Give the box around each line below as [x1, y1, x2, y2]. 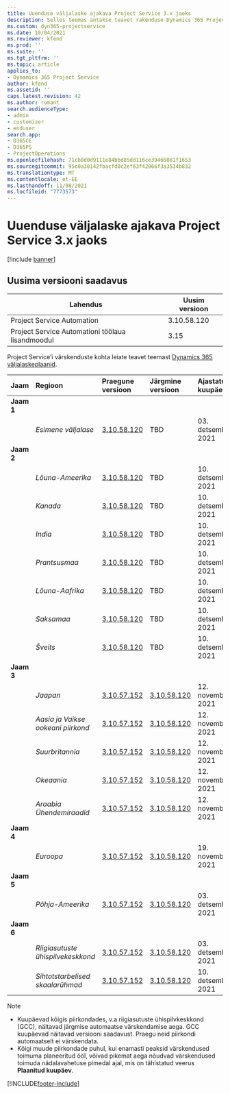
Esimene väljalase [35, 424, 94, 434]
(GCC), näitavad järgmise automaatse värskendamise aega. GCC [16, 1022, 200, 1030]
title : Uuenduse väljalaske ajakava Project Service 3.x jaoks [7, 10, 192, 17]
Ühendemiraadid [35, 807, 90, 817]
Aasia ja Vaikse [35, 714, 86, 724]
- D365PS [7, 144, 32, 151]
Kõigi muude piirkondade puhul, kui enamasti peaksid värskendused [16, 1044, 210, 1052]
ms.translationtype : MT [7, 169, 75, 176]
